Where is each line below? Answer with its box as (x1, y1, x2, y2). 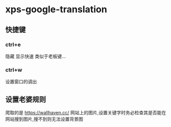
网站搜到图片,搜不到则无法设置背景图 (5, 116, 84, 122)
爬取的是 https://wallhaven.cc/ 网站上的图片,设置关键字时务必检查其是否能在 (5, 109, 166, 116)
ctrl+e (5, 41, 21, 48)
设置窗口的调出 (5, 78, 37, 85)
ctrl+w (5, 66, 22, 73)
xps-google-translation (5, 4, 107, 15)
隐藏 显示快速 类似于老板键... (5, 53, 66, 59)
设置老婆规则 (5, 95, 46, 103)
